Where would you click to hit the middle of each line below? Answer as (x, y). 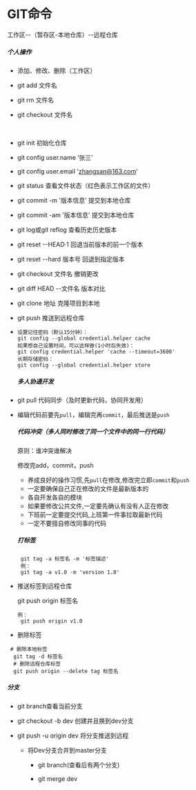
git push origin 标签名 (48, 600)
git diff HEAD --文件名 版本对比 (61, 288)
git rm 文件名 (35, 100)
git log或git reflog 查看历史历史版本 (67, 230)
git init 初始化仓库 (42, 143)
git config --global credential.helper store (84, 365)
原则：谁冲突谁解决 (45, 450)
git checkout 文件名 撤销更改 (58, 273)
